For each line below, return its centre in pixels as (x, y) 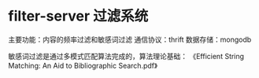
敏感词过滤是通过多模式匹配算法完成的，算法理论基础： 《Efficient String (126, 56)
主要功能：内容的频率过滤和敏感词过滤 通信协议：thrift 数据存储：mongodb (130, 39)
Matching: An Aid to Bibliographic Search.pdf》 (83, 65)
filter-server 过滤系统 (78, 16)
